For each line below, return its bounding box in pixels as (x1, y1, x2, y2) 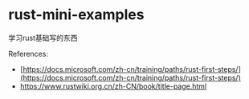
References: (8, 49, 48, 58)
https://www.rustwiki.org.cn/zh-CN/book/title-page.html (19, 81, 207, 91)
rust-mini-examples (8, 6, 145, 24)
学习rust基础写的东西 (8, 33, 78, 42)
